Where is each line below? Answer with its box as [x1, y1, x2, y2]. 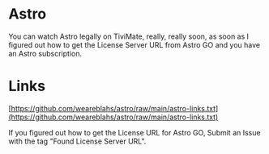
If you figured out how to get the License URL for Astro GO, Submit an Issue [8, 127, 261, 137]
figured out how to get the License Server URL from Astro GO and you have [8, 40, 261, 49]
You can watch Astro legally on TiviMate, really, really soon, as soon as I [8, 31, 250, 41]
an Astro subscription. [8, 48, 83, 58]
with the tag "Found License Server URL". [8, 136, 147, 146]
